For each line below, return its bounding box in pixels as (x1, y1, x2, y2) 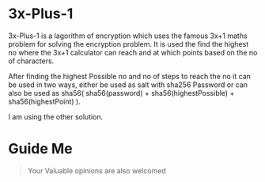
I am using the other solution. (8, 112, 104, 121)
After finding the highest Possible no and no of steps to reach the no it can (8, 71, 252, 81)
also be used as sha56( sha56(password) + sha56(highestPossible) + (8, 88, 235, 97)
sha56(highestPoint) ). (8, 97, 81, 106)
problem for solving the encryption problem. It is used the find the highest (8, 39, 249, 48)
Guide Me (8, 140, 73, 158)
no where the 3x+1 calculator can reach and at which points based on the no (8, 47, 258, 57)
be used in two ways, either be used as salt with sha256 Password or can (8, 80, 248, 89)
